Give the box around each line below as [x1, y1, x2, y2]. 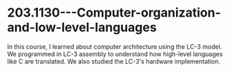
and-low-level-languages [7, 19, 157, 35]
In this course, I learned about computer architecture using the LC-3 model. [7, 42, 222, 51]
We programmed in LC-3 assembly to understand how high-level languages [7, 50, 223, 58]
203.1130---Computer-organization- [7, 5, 221, 21]
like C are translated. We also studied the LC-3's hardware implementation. [7, 57, 221, 65]
